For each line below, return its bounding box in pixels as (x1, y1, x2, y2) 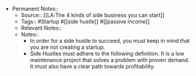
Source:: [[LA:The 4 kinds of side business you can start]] (20, 11, 165, 19)
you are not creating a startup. (29, 43, 105, 51)
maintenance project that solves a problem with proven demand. (29, 57, 190, 63)
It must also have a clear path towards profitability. (29, 63, 155, 70)
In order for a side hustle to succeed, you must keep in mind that (29, 37, 190, 44)
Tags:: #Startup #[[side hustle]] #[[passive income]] (20, 18, 150, 25)
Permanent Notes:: (11, 5, 59, 12)
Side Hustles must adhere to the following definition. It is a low (29, 50, 185, 57)
